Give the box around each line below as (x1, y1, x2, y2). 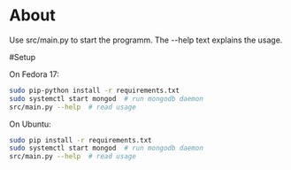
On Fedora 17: (9, 68, 60, 80)
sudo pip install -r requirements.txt (9, 135, 152, 144)
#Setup (9, 51, 36, 62)
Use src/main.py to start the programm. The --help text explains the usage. (9, 35, 283, 45)
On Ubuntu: (9, 119, 51, 129)
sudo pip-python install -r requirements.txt (9, 86, 180, 95)
